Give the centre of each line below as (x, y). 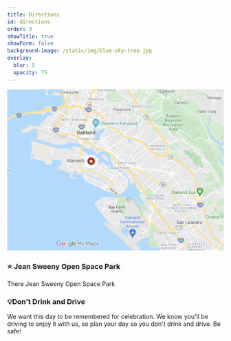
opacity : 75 (31, 72)
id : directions (29, 22)
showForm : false (30, 44)
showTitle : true (30, 36)
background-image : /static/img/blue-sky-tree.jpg (80, 51)
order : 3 (20, 29)
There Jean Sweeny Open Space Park (61, 284)
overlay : (20, 58)
